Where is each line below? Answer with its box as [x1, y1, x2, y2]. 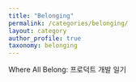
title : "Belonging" [8, 11, 74, 20]
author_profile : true [8, 34, 82, 43]
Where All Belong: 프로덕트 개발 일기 [8, 65, 127, 75]
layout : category [8, 27, 67, 35]
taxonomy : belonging [8, 42, 79, 50]
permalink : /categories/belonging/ [8, 19, 129, 27]
